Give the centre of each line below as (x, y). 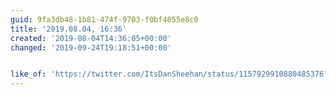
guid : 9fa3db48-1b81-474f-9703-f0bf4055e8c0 (104, 19)
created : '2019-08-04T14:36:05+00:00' (91, 38)
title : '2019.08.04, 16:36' (69, 29)
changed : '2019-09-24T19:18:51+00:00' (91, 47)
